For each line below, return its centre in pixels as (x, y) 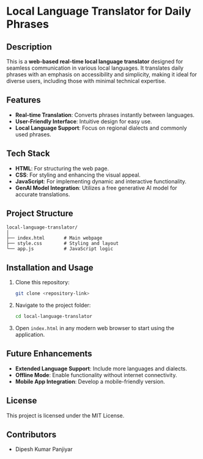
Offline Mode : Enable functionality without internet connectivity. (96, 375)
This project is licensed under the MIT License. (65, 415)
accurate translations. (42, 194)
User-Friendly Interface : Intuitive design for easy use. (83, 121)
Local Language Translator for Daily (99, 11)
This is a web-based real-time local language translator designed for (95, 61)
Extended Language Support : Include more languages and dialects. (101, 369)
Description (29, 47)
